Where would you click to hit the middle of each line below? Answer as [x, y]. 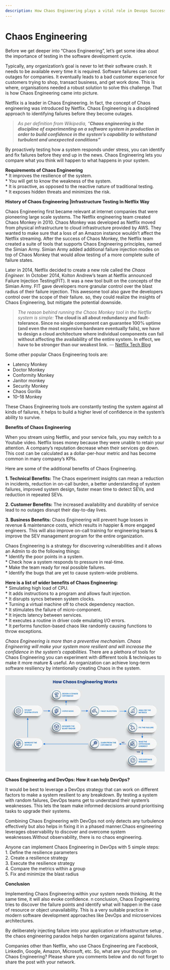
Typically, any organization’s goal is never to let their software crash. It [78, 66]
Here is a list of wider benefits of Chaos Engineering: [62, 583]
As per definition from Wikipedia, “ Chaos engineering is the [81, 123]
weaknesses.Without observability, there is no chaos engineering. [74, 837]
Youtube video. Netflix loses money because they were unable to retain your [85, 442]
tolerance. [29, 323]
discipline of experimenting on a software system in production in [88, 129]
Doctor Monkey [29, 370]
